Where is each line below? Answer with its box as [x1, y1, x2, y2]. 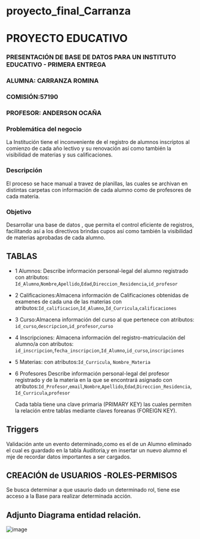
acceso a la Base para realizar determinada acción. [6, 493, 133, 500]
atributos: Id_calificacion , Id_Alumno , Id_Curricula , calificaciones [14, 304, 177, 311]
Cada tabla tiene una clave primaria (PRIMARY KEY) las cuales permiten [14, 401, 192, 408]
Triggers [6, 424, 39, 435]
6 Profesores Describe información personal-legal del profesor [14, 370, 170, 377]
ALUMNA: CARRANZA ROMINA [6, 77, 99, 85]
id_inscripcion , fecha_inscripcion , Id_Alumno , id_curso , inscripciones [14, 347, 184, 354]
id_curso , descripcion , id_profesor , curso [14, 322, 113, 329]
